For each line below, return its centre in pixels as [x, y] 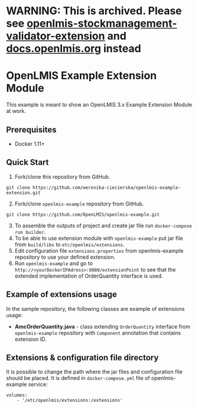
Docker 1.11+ [30, 144]
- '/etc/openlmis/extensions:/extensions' [70, 401]
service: [38, 384]
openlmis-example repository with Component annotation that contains [98, 333]
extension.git [24, 193]
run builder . [30, 231]
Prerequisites [31, 129]
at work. [16, 111]
